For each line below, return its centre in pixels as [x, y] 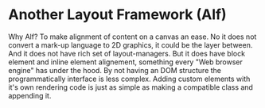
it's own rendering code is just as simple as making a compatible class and [131, 87]
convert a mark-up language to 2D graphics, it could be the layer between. [131, 44]
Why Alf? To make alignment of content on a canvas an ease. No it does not [132, 37]
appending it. [30, 95]
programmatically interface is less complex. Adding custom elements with [129, 79]
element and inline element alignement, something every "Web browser [125, 62]
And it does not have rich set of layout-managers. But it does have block [127, 53]
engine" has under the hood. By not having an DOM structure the [115, 70]
